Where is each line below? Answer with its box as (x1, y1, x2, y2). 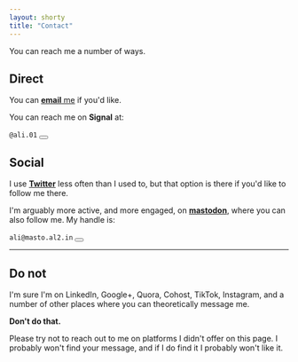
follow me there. (9, 188, 69, 199)
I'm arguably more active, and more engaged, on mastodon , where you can (9, 205, 286, 216)
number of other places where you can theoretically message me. (9, 298, 250, 309)
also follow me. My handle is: (9, 215, 115, 225)
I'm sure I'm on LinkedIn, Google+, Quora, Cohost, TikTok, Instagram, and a (9, 289, 285, 300)
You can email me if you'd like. (9, 95, 122, 106)
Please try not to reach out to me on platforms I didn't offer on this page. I (9, 333, 278, 343)
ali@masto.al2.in (9, 233, 74, 242)
